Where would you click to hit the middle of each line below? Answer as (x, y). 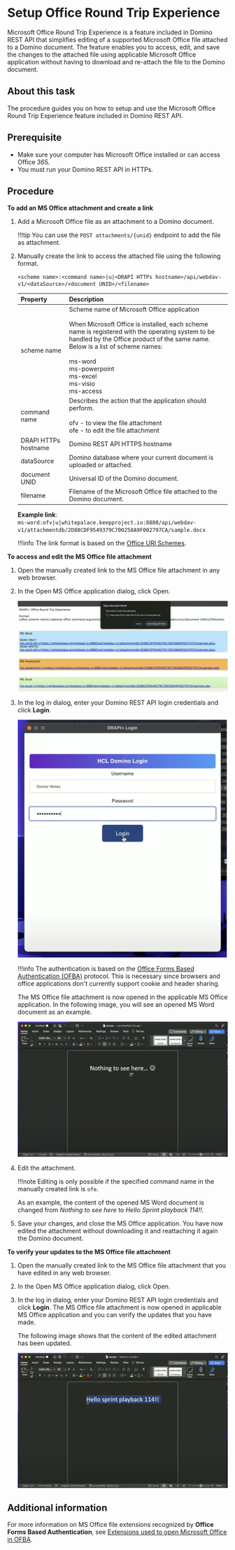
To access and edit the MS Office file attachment (79, 557)
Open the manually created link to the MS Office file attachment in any (119, 570)
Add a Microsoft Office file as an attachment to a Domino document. (116, 222)
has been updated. (44, 1343)
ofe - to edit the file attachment (114, 431)
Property (34, 299)
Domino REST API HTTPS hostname (121, 444)
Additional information (57, 1508)
